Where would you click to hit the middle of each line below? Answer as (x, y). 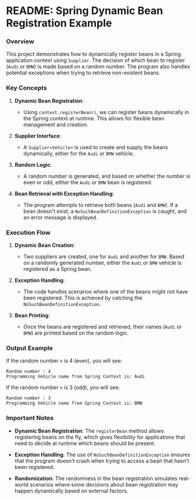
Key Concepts (27, 88)
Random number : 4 (28, 372)
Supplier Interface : (38, 136)
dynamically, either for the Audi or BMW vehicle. (79, 153)
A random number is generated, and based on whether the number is (107, 176)
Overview (20, 42)
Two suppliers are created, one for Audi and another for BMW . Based (104, 257)
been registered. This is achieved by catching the (83, 298)
